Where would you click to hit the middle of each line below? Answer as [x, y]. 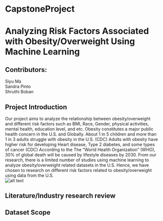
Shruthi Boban [19, 92]
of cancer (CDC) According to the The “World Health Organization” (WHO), [80, 150]
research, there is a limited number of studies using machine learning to [77, 160]
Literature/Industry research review [60, 196]
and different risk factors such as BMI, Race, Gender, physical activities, [77, 124]
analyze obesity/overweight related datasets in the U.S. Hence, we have [77, 165]
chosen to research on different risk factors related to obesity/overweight [79, 170]
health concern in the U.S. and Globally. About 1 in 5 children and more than [81, 134]
